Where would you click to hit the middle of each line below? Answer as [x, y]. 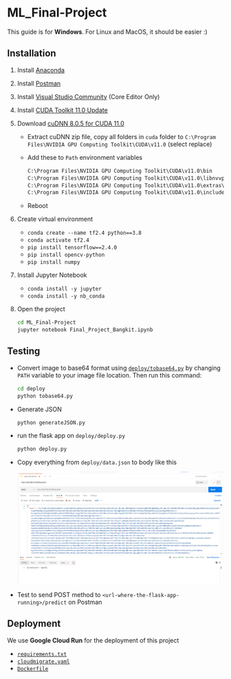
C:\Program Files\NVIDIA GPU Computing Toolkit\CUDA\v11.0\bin [120, 171]
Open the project [41, 309]
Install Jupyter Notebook [52, 275]
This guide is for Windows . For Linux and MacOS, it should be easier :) [107, 32]
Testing [24, 352]
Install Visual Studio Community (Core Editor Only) [88, 96]
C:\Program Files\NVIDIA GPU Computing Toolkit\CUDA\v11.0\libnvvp [126, 178]
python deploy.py [42, 449]
